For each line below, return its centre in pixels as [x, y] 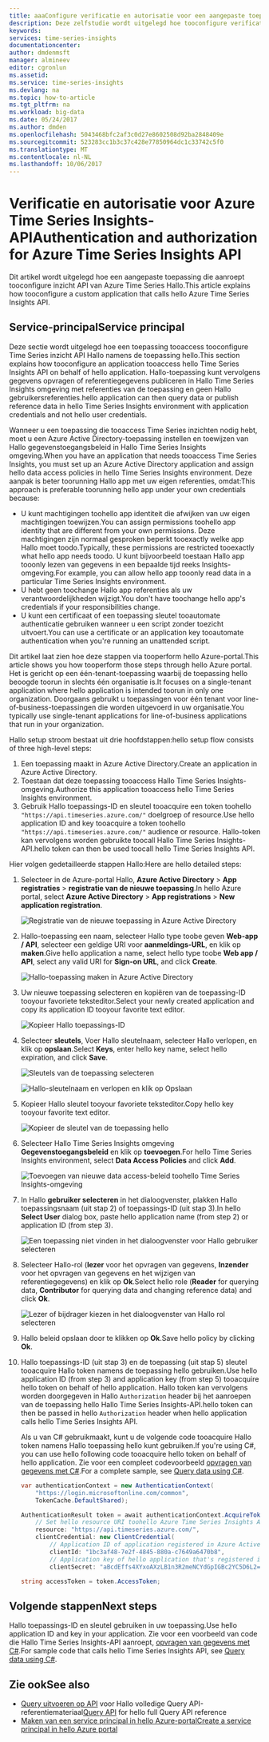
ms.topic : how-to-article [52, 97]
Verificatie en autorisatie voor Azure [132, 204]
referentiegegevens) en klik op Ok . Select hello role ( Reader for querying [139, 1281]
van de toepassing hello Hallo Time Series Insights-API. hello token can [137, 1404]
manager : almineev [40, 61]
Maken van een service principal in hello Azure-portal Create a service [136, 1720]
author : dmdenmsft [40, 53]
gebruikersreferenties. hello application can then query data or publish [124, 397]
